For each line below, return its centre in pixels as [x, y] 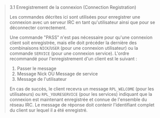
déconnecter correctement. [38, 28]
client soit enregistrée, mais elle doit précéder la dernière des [73, 43]
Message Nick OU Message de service [57, 74]
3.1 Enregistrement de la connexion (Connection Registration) [73, 7]
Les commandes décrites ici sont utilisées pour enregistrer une [75, 17]
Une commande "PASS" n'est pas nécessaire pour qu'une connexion [81, 37]
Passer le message [36, 68]
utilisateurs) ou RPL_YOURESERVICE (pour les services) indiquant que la [81, 94]
